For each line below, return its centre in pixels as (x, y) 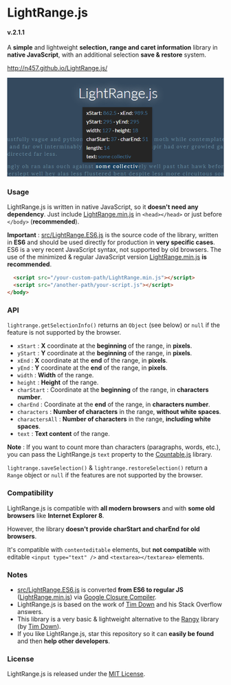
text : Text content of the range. (63, 434)
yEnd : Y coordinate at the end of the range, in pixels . (92, 368)
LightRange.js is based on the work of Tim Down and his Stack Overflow (119, 604)
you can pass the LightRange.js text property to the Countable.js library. (110, 455)
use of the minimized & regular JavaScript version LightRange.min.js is (107, 257)
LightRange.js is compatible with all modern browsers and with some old (111, 508)
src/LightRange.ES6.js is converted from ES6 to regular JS (100, 589)
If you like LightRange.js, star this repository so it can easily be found (115, 633)
